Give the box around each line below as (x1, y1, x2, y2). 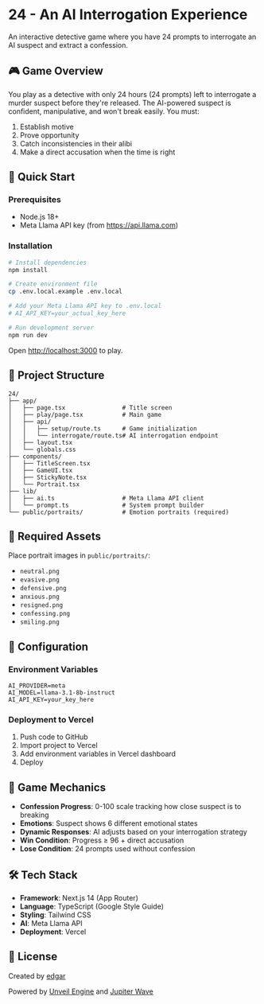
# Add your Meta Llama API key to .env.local (8, 302, 161, 310)
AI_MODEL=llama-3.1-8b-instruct (8, 689, 115, 697)
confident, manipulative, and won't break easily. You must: (8, 106, 200, 116)
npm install (8, 266, 48, 274)
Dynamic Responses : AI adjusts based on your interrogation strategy (19, 827, 248, 837)
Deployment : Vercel (19, 927, 87, 936)
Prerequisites (8, 194, 61, 205)
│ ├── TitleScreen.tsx (8, 459, 91, 467)
